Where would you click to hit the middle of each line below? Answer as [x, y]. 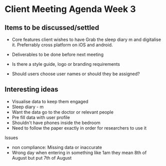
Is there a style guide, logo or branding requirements [66, 64]
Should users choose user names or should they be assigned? [76, 74]
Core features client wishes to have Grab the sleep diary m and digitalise [86, 39]
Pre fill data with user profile [41, 117]
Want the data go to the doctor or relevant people [63, 112]
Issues [11, 138]
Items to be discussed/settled [52, 28]
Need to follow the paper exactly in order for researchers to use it [79, 128]
